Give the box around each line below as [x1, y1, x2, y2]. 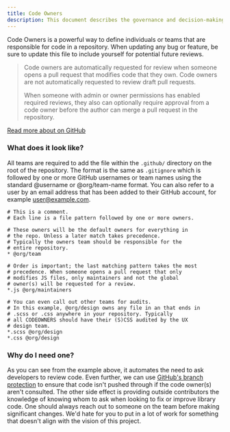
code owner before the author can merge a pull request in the [23, 106, 199, 114]
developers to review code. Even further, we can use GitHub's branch [7, 373, 203, 381]
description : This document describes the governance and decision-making [7, 16, 225, 23]
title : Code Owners [7, 10, 63, 17]
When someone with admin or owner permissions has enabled [23, 91, 201, 99]
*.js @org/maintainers [7, 286, 72, 293]
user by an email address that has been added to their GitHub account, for [7, 188, 217, 196]
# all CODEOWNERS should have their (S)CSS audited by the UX [7, 316, 188, 323]
